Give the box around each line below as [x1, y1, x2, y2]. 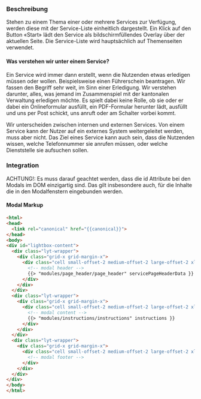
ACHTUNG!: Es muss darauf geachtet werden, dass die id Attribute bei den [6, 175, 191, 182]
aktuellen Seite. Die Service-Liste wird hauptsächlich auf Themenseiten [6, 38, 182, 45]
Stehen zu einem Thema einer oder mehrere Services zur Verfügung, [6, 19, 176, 26]
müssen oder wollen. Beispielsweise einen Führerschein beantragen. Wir [6, 77, 185, 85]
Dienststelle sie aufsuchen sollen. [6, 146, 89, 154]
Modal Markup [6, 202, 44, 209]
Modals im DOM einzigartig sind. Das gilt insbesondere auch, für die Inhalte [6, 181, 193, 188]
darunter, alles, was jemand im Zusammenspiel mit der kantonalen [6, 90, 169, 97]
